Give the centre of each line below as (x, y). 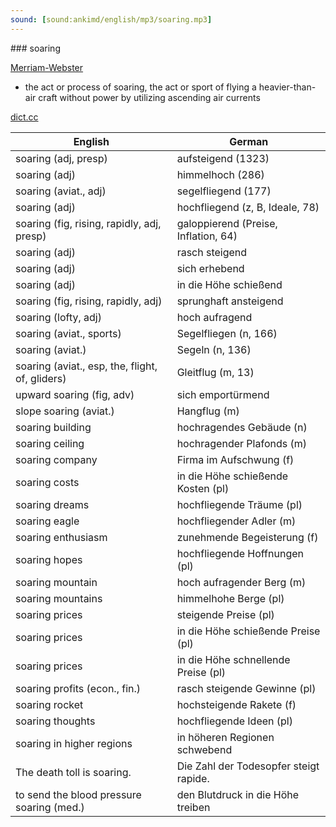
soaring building (53, 427)
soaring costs (47, 482)
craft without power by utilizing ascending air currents (149, 97)
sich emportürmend (223, 394)
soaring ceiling (50, 443)
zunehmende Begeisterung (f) (247, 537)
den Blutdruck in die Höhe (238, 794)
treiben (193, 807)
